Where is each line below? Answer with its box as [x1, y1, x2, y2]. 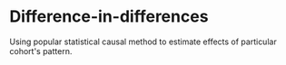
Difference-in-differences [9, 6, 209, 27]
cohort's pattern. [9, 45, 73, 56]
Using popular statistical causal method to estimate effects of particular [9, 36, 277, 47]
